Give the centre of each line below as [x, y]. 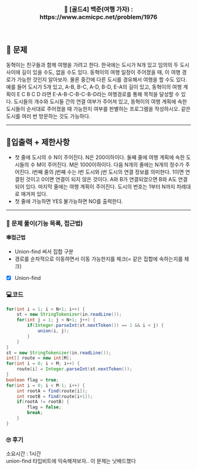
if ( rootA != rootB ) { [43, 402]
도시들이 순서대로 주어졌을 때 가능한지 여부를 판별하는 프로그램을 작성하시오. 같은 [98, 109]
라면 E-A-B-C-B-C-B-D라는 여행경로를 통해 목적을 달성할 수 [111, 94]
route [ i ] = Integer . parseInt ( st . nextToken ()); [74, 369]
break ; [35, 413]
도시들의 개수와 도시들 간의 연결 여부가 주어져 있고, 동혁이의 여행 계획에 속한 [101, 102]
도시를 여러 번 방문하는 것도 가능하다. [48, 116]
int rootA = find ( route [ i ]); [52, 391]
